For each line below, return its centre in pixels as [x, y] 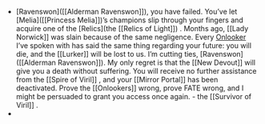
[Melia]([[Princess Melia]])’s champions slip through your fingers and [130, 20]
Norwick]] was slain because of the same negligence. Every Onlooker [131, 37]
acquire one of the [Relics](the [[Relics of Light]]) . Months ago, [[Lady [132, 28]
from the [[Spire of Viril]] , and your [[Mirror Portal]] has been [117, 80]
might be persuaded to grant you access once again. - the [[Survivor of [134, 96]
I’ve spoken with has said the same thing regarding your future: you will [134, 46]
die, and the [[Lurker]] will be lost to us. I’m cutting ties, [107, 54]
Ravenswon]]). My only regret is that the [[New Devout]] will [157, 62]
